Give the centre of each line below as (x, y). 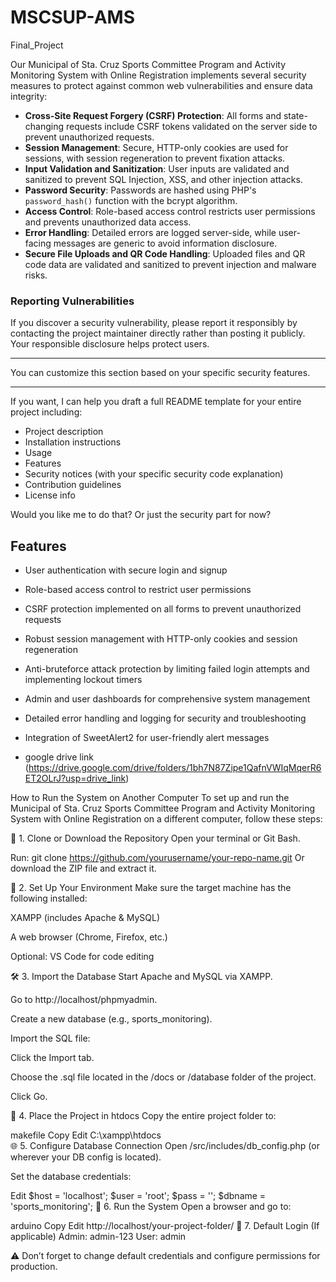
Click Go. (29, 1097)
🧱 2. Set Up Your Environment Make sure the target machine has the (151, 888)
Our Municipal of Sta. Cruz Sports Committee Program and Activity (148, 64)
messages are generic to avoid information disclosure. (165, 243)
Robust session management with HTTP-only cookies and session (161, 639)
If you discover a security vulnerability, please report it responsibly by (154, 323)
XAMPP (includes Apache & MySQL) (85, 918)
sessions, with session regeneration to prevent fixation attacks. (155, 158)
